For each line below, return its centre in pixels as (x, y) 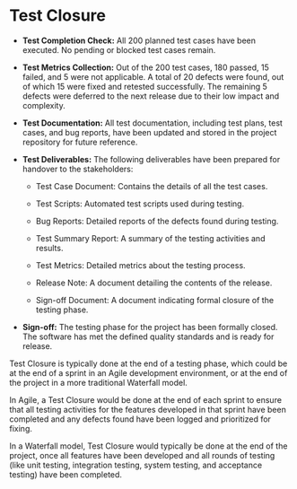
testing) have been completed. (66, 474)
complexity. (44, 105)
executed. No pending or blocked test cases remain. (119, 49)
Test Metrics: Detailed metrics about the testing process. (140, 265)
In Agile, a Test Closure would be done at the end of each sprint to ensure (146, 399)
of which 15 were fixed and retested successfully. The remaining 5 (144, 86)
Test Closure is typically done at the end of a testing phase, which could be (148, 363)
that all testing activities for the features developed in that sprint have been (148, 409)
